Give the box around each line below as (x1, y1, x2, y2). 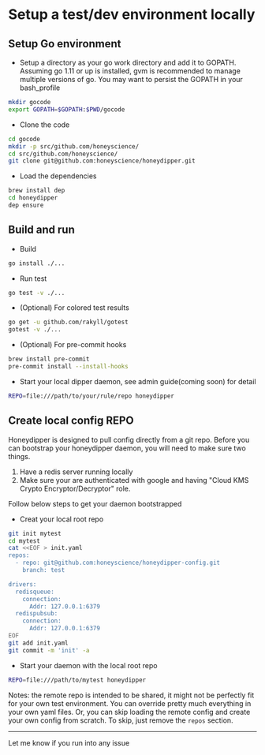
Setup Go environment (8, 37, 121, 50)
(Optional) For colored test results (19, 303, 130, 312)
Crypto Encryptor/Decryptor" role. (19, 484, 131, 493)
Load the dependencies (19, 171, 97, 181)
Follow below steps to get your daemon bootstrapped (8, 499, 182, 508)
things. (8, 451, 31, 461)
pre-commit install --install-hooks (8, 363, 129, 371)
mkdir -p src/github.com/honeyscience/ (8, 142, 140, 151)
